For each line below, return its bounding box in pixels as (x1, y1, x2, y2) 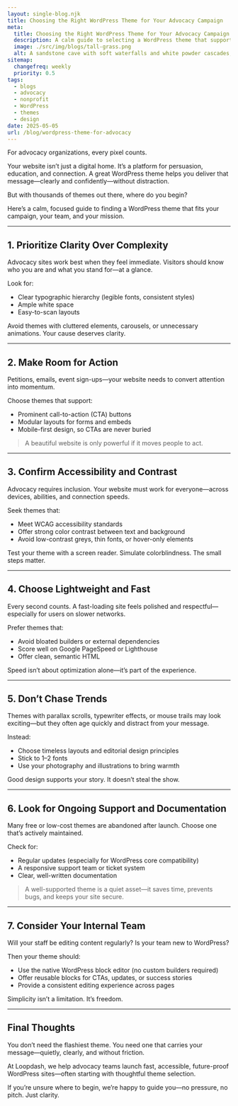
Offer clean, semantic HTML (17, 652, 101, 661)
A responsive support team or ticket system (17, 864, 145, 872)
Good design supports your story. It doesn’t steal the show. (7, 775, 180, 784)
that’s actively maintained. (7, 829, 84, 838)
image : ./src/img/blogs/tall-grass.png (13, 43, 132, 50)
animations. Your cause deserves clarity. (7, 329, 126, 338)
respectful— (182, 602, 219, 610)
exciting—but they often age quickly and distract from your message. (7, 719, 210, 728)
